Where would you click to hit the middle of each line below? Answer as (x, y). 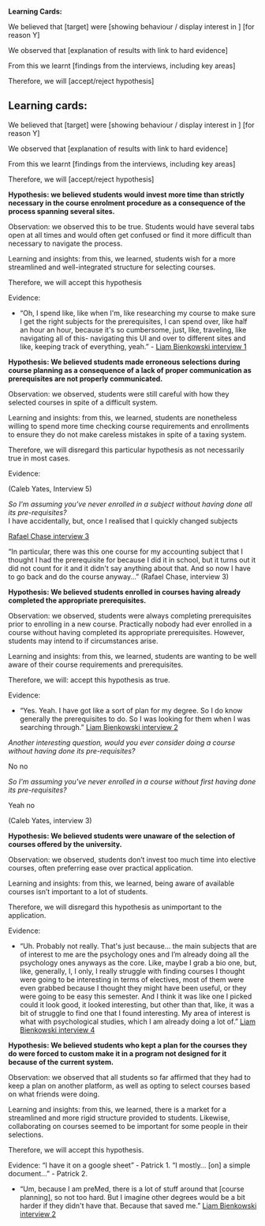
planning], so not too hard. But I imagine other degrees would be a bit (132, 1197)
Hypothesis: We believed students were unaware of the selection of (121, 836)
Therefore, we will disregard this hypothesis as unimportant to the (115, 907)
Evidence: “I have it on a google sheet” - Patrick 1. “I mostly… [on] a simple (129, 1165)
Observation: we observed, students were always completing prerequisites (130, 615)
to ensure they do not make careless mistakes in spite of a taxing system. (127, 434)
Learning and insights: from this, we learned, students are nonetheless (123, 417)
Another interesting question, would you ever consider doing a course (122, 743)
